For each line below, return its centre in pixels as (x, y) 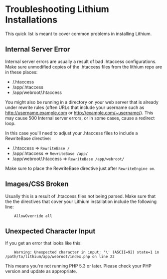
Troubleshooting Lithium (57, 9)
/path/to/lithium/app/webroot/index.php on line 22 (60, 257)
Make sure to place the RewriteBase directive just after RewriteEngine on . (80, 168)
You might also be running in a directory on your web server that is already (82, 102)
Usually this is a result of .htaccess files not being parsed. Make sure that (81, 196)
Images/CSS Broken (37, 184)
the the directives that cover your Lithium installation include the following (81, 201)
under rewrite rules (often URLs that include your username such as (75, 107)
